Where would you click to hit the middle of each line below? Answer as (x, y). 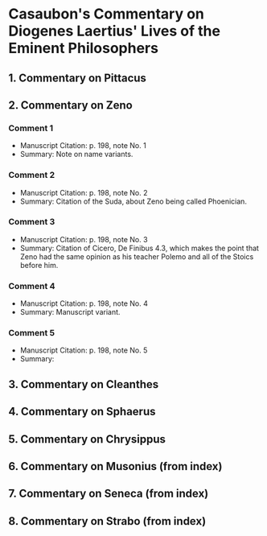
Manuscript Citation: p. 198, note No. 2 (84, 192)
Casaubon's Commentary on (107, 14)
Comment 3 (32, 222)
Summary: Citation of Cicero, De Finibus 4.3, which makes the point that (140, 248)
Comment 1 (31, 128)
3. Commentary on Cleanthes (84, 384)
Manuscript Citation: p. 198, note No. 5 (84, 350)
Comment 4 (32, 286)
